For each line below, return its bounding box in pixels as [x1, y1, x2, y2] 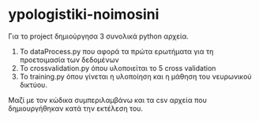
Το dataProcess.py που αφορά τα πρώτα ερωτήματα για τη [19, 46, 214, 56]
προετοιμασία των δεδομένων [19, 55, 120, 64]
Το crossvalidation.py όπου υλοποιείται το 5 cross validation [19, 63, 216, 72]
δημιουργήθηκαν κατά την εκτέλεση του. [8, 104, 144, 113]
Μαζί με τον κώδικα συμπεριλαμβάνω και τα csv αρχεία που [8, 95, 207, 104]
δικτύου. [19, 80, 47, 90]
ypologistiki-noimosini [8, 5, 160, 24]
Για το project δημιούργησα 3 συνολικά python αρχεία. [8, 31, 190, 41]
